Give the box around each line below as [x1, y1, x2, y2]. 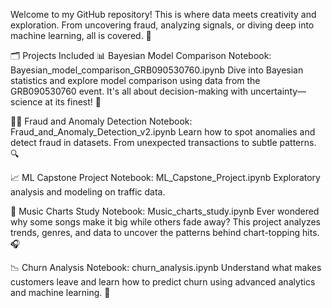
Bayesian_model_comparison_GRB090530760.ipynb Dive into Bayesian [10, 64, 304, 76]
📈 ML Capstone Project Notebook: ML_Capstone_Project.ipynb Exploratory [10, 172, 321, 183]
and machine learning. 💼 [10, 287, 111, 298]
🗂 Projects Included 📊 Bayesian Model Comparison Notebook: [10, 50, 272, 61]
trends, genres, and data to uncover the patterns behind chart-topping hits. [10, 227, 320, 238]
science [10, 96, 43, 108]
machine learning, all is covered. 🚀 [10, 30, 152, 41]
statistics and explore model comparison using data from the [10, 75, 261, 86]
